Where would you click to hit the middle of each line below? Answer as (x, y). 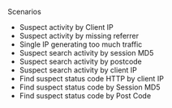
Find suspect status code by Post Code (85, 96)
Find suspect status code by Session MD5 (90, 87)
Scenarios (24, 12)
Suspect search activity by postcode (81, 61)
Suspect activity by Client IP (67, 27)
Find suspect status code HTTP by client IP (91, 79)
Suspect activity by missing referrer (79, 36)
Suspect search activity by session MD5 (86, 53)
